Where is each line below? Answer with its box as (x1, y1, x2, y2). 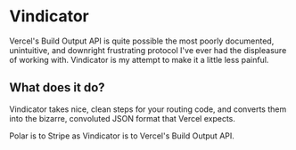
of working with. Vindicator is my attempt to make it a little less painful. (9, 54, 269, 65)
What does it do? (9, 80, 105, 95)
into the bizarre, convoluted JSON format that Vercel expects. (9, 113, 236, 123)
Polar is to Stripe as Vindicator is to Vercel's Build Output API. (9, 130, 234, 141)
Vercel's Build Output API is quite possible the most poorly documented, (9, 36, 275, 46)
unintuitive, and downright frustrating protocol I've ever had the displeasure (9, 44, 287, 55)
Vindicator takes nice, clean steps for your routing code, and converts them (9, 104, 287, 114)
